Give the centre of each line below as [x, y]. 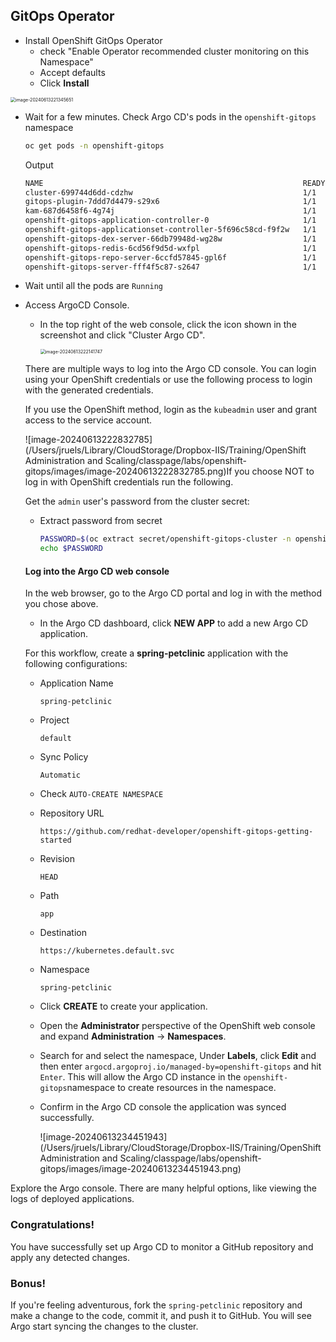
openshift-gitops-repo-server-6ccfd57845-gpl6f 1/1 [170, 257]
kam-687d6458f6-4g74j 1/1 [170, 211]
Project [54, 720]
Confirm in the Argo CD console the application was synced [163, 1107]
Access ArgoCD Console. [77, 305]
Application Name [76, 683]
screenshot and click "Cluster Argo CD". [122, 335]
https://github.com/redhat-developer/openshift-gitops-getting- [176, 832]
